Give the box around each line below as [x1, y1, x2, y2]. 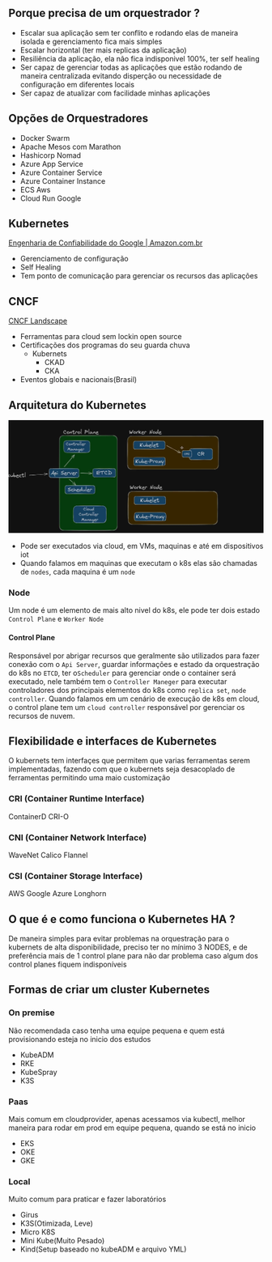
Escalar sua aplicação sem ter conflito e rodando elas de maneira [19, 28, 239, 37]
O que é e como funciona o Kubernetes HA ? [8, 912, 236, 926]
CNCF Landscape [8, 316, 67, 326]
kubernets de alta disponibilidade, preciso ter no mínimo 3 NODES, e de [8, 942, 249, 952]
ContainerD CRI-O [8, 811, 69, 821]
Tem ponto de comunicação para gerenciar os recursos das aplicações [19, 271, 258, 281]
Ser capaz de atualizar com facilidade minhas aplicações [19, 88, 210, 98]
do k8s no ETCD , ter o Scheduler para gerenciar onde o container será [8, 668, 236, 678]
